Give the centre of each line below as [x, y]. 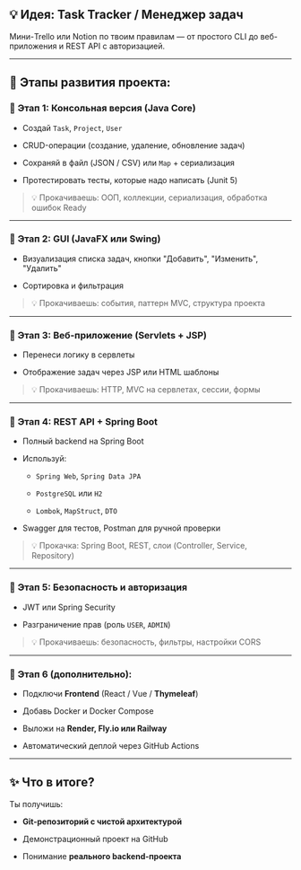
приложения [33, 46]
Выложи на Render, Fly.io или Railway [95, 728]
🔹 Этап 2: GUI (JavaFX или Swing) [85, 239]
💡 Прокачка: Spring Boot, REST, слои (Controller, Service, [139, 546]
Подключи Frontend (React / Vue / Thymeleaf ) [110, 693]
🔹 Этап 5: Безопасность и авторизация [99, 587]
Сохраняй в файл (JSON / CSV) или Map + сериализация [128, 163]
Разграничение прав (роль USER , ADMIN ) [96, 624]
